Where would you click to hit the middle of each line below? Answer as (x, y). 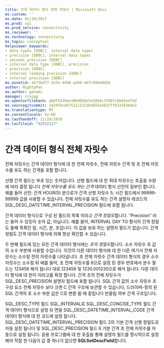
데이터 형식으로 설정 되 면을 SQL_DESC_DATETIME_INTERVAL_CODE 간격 (82, 310)
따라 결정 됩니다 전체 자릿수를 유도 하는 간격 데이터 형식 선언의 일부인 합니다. (83, 187)
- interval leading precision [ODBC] (44, 74)
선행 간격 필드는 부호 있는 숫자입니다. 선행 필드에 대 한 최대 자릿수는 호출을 (76, 181)
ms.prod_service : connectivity (37, 28)
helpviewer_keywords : (27, 46)
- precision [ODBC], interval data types (48, 55)
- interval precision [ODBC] (35, 78)
